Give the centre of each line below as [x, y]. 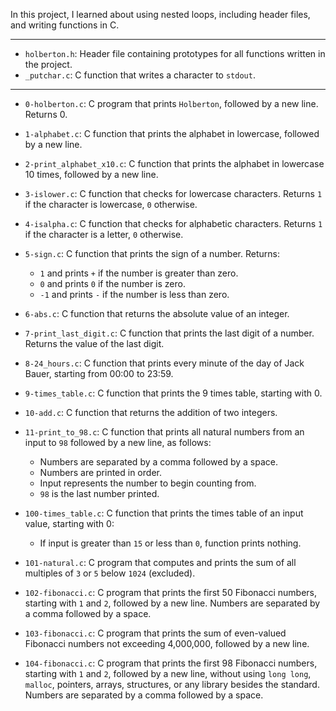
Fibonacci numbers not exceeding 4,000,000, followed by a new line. [167, 643]
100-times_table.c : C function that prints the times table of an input [164, 513]
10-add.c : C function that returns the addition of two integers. [151, 412]
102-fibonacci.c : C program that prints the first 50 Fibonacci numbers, [170, 592]
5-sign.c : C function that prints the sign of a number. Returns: [152, 253]
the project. [48, 64]
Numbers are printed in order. [100, 472]
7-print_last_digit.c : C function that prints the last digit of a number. [169, 333]
